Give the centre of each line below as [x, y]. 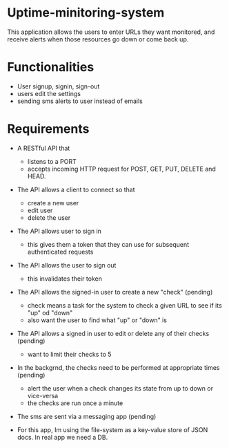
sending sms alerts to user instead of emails [80, 101]
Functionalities [51, 67]
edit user [40, 210]
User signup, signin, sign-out [58, 86]
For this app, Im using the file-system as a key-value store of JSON [112, 429]
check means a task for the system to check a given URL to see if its [125, 305]
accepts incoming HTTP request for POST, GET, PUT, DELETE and [121, 169]
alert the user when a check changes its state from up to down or [120, 388]
